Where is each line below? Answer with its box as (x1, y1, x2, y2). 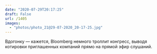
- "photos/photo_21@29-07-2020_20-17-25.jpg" (9, 25, 103, 30)
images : (5, 20, 21, 26)
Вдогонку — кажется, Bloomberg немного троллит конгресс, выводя (5, 38, 147, 44)
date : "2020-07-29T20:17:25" (5, 7, 64, 12)
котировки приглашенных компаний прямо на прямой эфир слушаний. (5, 44, 153, 50)
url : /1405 (5, 16, 27, 21)
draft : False (5, 12, 31, 17)
